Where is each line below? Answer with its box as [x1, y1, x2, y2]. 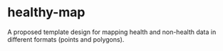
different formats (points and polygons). [7, 35, 125, 43]
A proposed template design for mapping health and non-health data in [7, 28, 217, 36]
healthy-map [7, 4, 85, 21]
